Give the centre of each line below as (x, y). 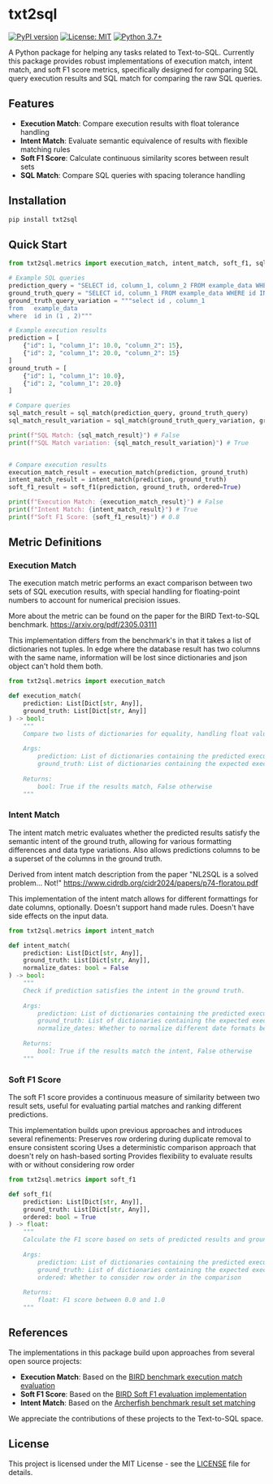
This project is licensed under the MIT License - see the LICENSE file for (129, 1464)
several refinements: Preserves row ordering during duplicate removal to (130, 1139)
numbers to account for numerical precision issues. (95, 600)
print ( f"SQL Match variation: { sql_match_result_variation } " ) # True (129, 443)
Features (31, 104)
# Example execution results (58, 331)
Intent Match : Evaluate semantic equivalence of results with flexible (134, 141)
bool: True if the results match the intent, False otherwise (145, 1051)
